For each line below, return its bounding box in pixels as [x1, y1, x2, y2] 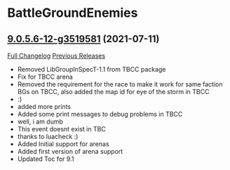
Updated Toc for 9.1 [17, 155, 74, 163]
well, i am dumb [17, 117, 63, 126]
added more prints [17, 103, 72, 110]
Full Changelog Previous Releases [7, 51, 106, 60]
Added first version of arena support [17, 148, 123, 155]
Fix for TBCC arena [17, 72, 74, 81]
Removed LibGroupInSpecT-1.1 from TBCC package [17, 65, 166, 73]
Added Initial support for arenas [17, 140, 110, 148]
